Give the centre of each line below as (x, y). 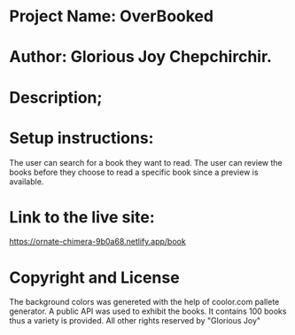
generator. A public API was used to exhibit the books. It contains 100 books (148, 311)
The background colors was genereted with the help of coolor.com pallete (144, 302)
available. (27, 181)
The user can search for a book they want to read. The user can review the (146, 162)
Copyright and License (94, 277)
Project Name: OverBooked (112, 16)
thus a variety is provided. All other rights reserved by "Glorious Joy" (135, 321)
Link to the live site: (82, 217)
